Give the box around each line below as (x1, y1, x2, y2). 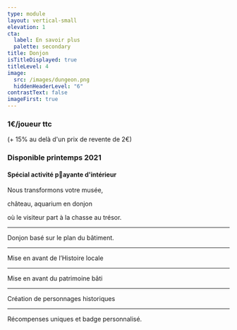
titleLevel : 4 (7, 63, 49, 70)
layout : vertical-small (7, 17, 78, 24)
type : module (7, 10, 46, 18)
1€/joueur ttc (7, 119, 52, 129)
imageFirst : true (7, 96, 59, 103)
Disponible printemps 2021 (7, 153, 102, 163)
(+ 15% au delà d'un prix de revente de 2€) (7, 135, 133, 143)
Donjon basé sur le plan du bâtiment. (7, 234, 114, 242)
